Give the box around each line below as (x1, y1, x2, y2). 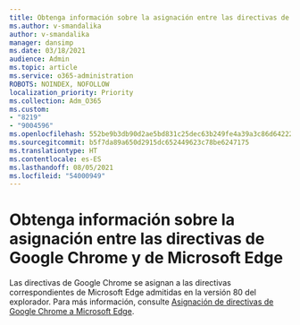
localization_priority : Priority (9, 88, 134, 97)
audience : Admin (9, 55, 70, 64)
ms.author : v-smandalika (9, 21, 102, 30)
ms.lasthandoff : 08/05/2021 (9, 163, 114, 172)
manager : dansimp (9, 38, 74, 47)
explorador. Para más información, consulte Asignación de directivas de (9, 296, 274, 307)
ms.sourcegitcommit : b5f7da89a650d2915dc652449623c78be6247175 (9, 138, 250, 147)
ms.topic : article (9, 64, 78, 73)
